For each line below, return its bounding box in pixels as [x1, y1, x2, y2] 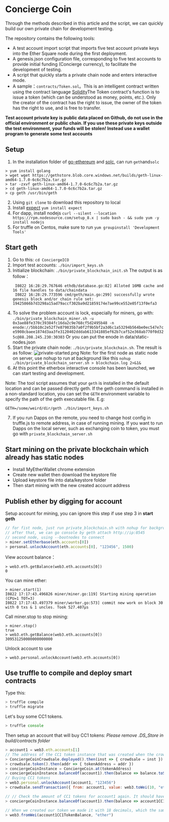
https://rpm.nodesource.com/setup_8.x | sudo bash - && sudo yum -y [12, 215, 159, 220]
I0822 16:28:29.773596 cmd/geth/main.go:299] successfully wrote [15, 292, 155, 297]
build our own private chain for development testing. [5, 25, 114, 31]
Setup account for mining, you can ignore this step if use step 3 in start [5, 510, 153, 517]
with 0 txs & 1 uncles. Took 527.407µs [5, 604, 89, 610]
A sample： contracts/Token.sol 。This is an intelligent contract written [12, 83, 159, 89]
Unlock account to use [5, 645, 52, 651]
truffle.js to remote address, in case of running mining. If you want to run [12, 420, 163, 426]
